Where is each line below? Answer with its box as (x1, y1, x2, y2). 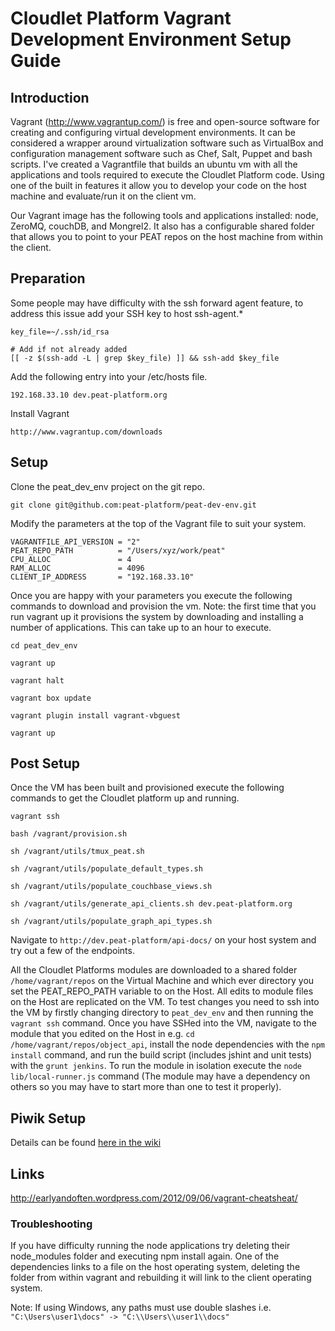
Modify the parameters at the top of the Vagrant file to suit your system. (10, 517, 307, 529)
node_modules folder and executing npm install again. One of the (10, 1250, 280, 1262)
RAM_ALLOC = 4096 (10, 563, 145, 573)
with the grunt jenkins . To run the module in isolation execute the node (10, 1060, 303, 1072)
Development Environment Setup (10, 28, 292, 51)
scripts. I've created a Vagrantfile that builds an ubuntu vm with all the (10, 158, 298, 170)
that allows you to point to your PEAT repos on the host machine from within (10, 231, 323, 242)
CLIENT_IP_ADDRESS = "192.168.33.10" (10, 572, 195, 582)
